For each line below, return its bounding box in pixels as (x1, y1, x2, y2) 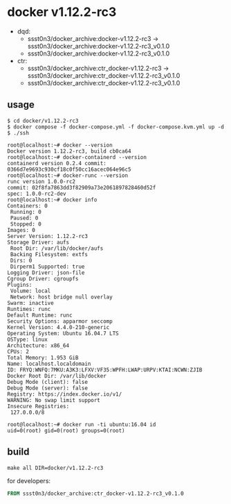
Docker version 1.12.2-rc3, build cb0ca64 (7, 147, 131, 155)
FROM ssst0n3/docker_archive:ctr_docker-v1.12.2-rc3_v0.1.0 (7, 490, 185, 497)
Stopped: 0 (10, 220, 41, 228)
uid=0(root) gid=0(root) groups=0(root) (7, 427, 126, 434)
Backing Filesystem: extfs (10, 251, 89, 258)
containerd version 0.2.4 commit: (7, 160, 107, 167)
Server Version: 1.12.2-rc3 (7, 233, 89, 240)
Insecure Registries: (7, 403, 70, 410)
